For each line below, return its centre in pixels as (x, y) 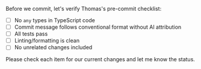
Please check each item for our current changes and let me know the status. (100, 59)
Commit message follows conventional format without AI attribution (98, 27)
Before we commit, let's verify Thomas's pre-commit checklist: (84, 9)
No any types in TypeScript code (55, 20)
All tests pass (31, 34)
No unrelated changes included (53, 47)
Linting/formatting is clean (47, 41)
